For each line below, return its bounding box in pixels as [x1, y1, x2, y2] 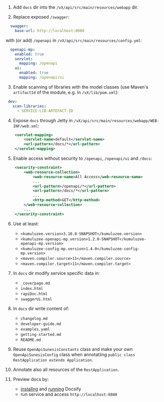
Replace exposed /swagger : [13, 14, 70, 20]
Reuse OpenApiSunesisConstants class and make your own [13, 346, 133, 352]
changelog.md [20, 316, 48, 321]
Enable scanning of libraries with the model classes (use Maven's [13, 84, 148, 90]
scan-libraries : [12, 104, 47, 109]
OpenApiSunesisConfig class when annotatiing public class [13, 351, 135, 357]
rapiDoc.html [20, 291, 48, 296]
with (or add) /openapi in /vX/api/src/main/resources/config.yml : [6, 37, 142, 43]
